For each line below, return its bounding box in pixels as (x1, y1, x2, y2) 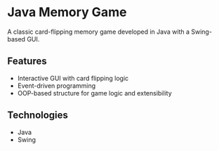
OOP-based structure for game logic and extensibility (17, 88, 172, 97)
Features (7, 55, 47, 67)
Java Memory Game (7, 4, 127, 20)
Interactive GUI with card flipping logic (17, 74, 129, 82)
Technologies (7, 110, 69, 122)
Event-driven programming (17, 81, 96, 90)
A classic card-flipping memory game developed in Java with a (7, 27, 190, 36)
